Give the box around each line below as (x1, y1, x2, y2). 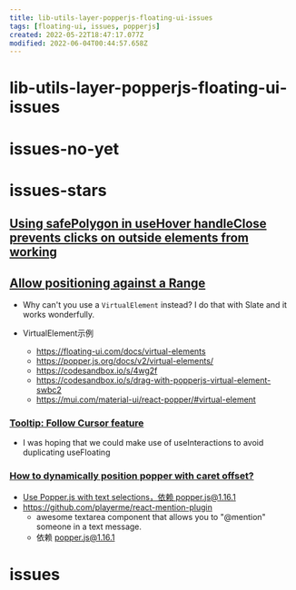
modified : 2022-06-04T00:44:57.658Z (9, 38, 148, 48)
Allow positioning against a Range (9, 275, 206, 290)
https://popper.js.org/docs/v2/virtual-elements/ (35, 356, 214, 367)
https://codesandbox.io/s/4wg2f (35, 365, 158, 377)
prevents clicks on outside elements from (9, 231, 250, 246)
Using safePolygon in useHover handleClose (9, 216, 267, 231)
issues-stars (9, 180, 107, 201)
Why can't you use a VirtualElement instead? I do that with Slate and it (22, 300, 288, 310)
